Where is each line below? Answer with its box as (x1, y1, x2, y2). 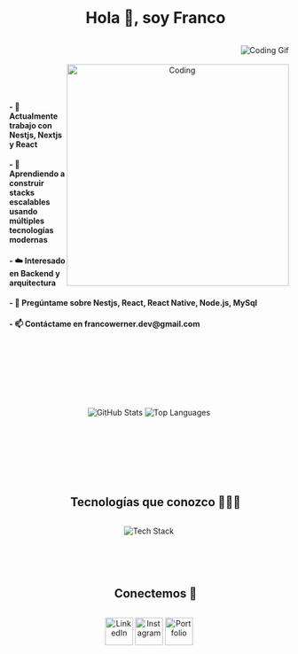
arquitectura (9, 277, 56, 288)
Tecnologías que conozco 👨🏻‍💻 (70, 494, 241, 510)
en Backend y (9, 268, 60, 278)
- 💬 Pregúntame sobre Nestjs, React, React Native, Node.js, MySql (9, 298, 258, 308)
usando (9, 206, 38, 217)
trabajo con (9, 120, 53, 130)
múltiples (9, 215, 45, 226)
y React (9, 138, 38, 150)
